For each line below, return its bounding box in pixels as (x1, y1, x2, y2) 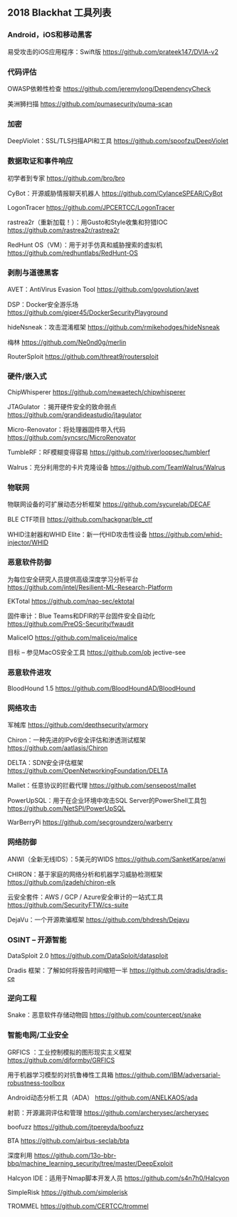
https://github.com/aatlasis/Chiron (7, 744, 108, 752)
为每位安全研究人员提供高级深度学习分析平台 (7, 575, 139, 584)
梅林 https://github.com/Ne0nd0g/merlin (7, 337, 127, 347)
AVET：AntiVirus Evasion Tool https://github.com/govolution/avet (7, 285, 199, 293)
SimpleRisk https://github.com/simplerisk (7, 1188, 128, 1196)
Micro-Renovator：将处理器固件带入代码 (7, 426, 126, 434)
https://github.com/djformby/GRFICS (7, 1055, 115, 1064)
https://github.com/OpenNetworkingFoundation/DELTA (7, 766, 169, 775)
